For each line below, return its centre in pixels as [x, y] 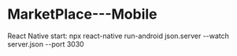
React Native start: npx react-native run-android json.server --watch [119, 36]
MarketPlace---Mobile [82, 14]
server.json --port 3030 [46, 44]
